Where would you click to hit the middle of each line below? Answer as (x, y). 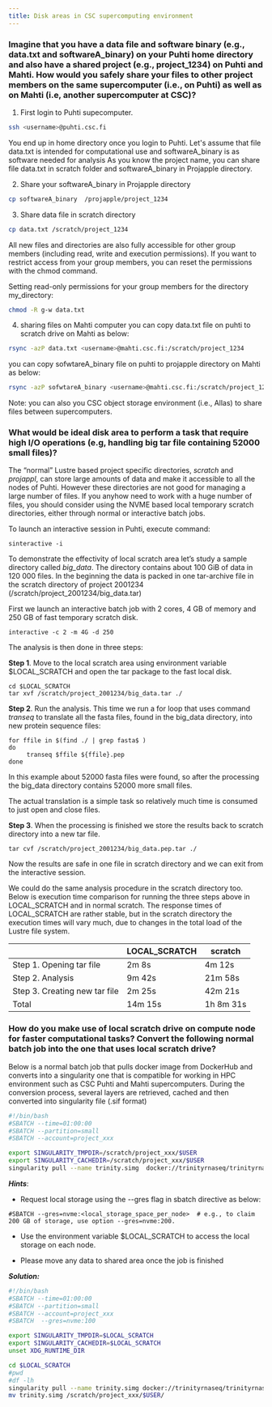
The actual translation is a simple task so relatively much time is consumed (133, 801)
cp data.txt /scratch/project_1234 (68, 229)
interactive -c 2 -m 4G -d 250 (61, 632)
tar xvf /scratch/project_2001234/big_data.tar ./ (96, 694)
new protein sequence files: (55, 726)
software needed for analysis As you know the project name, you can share (134, 159)
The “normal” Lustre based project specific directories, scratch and (121, 470)
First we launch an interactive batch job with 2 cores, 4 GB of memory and (132, 609)
